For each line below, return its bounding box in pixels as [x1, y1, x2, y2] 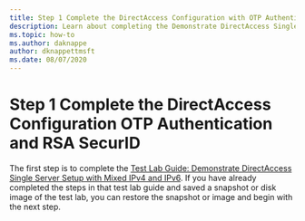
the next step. [9, 201, 62, 212]
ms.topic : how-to [9, 30, 75, 39]
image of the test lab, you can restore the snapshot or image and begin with [9, 191, 293, 202]
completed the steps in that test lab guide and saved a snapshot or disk [9, 182, 277, 193]
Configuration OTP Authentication [9, 114, 273, 134]
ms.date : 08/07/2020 [9, 55, 88, 64]
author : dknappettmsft [9, 47, 95, 56]
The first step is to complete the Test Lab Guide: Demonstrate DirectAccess [9, 162, 292, 173]
